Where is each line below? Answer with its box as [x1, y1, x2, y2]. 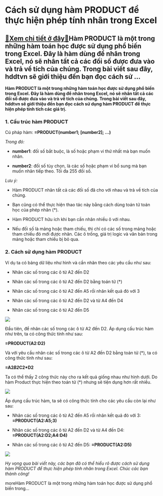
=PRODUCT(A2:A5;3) [12, 417, 57, 423]
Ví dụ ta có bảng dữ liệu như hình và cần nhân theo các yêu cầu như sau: [5, 259, 152, 265]
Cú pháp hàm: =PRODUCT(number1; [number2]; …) [5, 129, 111, 135]
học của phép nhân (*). [12, 207, 59, 213]
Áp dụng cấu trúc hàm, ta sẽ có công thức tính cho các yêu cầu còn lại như [5, 398, 156, 404]
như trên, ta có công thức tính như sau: [5, 331, 83, 337]
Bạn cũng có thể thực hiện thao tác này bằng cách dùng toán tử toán [12, 202, 150, 208]
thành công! [5, 471, 30, 476]
